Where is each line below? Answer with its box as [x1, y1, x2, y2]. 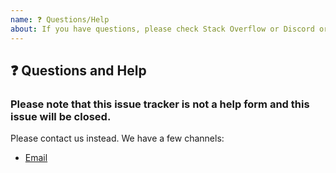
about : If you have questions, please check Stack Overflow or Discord [10, 24, 315, 34]
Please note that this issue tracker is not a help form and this [10, 97, 310, 111]
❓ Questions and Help [10, 62, 147, 79]
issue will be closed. [10, 109, 112, 123]
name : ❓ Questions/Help [10, 14, 110, 25]
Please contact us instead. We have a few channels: [10, 132, 225, 145]
